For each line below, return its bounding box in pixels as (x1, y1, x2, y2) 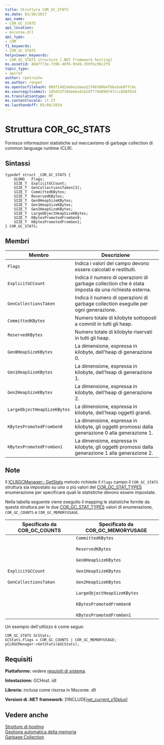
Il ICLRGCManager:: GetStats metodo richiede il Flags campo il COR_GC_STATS (5, 479, 159, 485)
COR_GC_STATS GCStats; (5, 633, 51, 638)
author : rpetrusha (5, 75, 42, 80)
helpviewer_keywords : (5, 52, 49, 58)
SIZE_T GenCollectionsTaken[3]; (14, 185, 82, 190)
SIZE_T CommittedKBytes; (14, 189, 67, 194)
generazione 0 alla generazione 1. (75, 429, 153, 436)
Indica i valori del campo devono (75, 260, 149, 267)
